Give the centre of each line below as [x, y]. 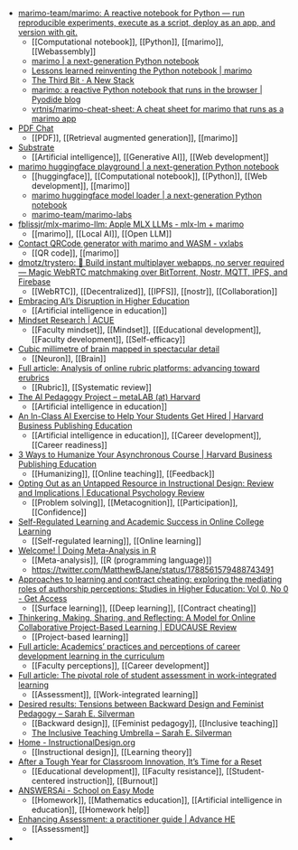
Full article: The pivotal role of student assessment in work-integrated [147, 675]
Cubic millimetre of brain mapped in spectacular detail [118, 349]
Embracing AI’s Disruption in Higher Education [103, 301]
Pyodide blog [56, 99]
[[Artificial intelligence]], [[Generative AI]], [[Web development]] [150, 157]
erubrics [33, 378]
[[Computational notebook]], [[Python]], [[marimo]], [127, 42]
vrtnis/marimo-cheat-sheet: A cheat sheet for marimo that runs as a [158, 109]
